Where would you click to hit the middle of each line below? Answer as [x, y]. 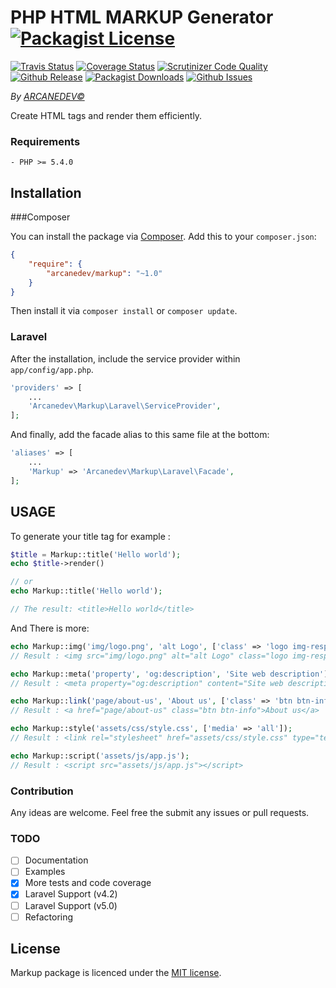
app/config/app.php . [52, 369]
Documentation [56, 860]
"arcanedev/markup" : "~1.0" [104, 273]
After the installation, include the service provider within [125, 358]
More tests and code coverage [88, 883]
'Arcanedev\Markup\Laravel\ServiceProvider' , [125, 406]
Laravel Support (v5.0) [71, 905]
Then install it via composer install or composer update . [124, 311]
